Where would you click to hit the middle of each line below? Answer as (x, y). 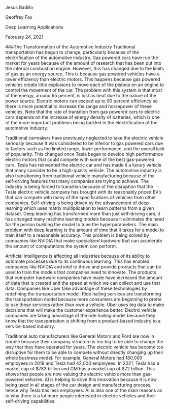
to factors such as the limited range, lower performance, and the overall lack (85, 149)
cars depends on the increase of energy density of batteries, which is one (82, 117)
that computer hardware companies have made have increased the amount (84, 278)
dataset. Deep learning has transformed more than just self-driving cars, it (83, 214)
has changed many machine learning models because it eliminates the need (85, 219)
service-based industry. (30, 326)
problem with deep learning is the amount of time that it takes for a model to (85, 230)
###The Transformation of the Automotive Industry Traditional (70, 47)
